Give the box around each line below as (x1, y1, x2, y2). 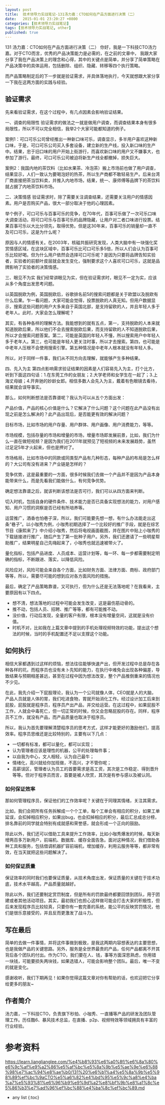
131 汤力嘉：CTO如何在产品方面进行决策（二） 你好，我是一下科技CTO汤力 (5, 44, 157, 50)
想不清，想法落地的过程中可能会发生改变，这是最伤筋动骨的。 (12, 600, 137, 606)
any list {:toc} (12, 1094, 39, 1100)
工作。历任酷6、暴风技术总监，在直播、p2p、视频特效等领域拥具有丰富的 (9, 1017, 158, 1023)
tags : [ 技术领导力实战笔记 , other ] (5, 26, 71, 31)
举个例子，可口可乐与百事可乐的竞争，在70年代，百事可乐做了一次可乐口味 (5, 210, 157, 217)
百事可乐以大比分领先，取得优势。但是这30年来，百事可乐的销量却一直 (9, 222, 153, 229)
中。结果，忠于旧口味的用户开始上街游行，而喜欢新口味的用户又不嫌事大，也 (5, 148, 160, 154)
